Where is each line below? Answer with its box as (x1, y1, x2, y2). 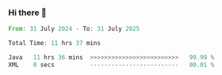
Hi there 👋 (8, 7, 48, 18)
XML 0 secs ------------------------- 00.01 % (8, 61, 215, 69)
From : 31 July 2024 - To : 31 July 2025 (8, 25, 140, 33)
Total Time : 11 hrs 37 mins (8, 39, 101, 47)
